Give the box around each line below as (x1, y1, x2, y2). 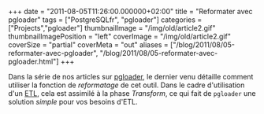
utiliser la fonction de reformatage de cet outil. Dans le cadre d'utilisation (8, 80, 245, 90)
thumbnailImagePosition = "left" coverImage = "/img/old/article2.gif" (8, 31, 231, 41)
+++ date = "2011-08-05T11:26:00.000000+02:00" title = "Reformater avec (8, 7, 253, 16)
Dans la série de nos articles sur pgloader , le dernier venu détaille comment (8, 72, 254, 81)
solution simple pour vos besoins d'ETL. (8, 97, 138, 106)
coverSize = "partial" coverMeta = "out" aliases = (8, 40, 169, 50)
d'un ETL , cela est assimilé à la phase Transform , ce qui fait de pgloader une (8, 89, 256, 97)
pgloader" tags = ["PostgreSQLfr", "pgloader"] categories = (8, 15, 203, 24)
